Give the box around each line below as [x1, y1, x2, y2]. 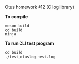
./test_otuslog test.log [5, 54, 56, 59]
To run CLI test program [5, 40, 54, 46]
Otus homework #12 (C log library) [5, 4, 75, 10]
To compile [5, 14, 28, 19]
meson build [5, 23, 29, 28]
